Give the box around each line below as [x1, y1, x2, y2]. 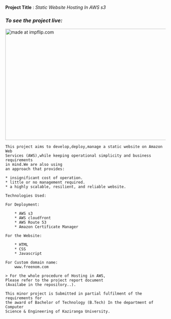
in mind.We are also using [5, 162, 63, 167]
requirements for [5, 296, 42, 301]
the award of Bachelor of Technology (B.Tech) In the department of [5, 300, 154, 305]
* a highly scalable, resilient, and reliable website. [5, 184, 126, 190]
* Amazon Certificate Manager [14, 224, 79, 229]
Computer [5, 305, 24, 310]
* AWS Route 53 [14, 220, 47, 225]
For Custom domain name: [5, 260, 58, 265]
